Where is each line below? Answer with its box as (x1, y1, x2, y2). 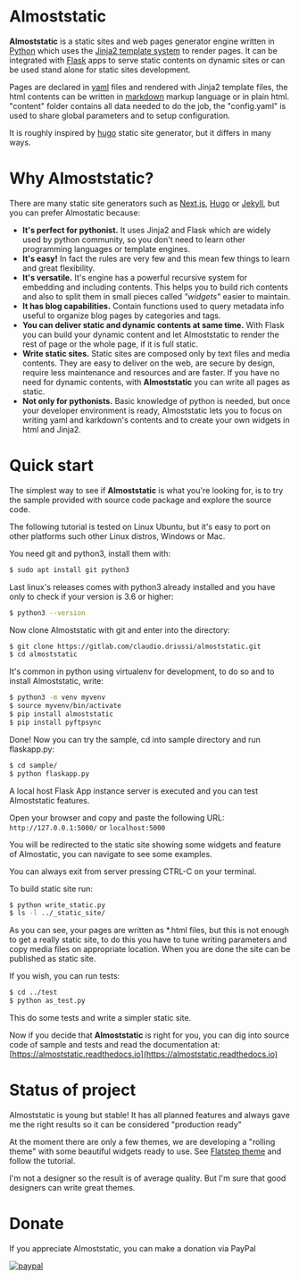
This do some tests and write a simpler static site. (9, 1013, 192, 1023)
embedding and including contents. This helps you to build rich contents (21, 282, 288, 292)
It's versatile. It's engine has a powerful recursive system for (21, 272, 248, 282)
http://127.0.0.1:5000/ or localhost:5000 (9, 821, 166, 832)
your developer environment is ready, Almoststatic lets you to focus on (21, 405, 283, 416)
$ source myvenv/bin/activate (9, 702, 122, 711)
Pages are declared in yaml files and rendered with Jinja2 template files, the (9, 81, 288, 92)
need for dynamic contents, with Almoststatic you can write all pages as (21, 376, 290, 387)
